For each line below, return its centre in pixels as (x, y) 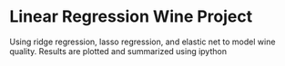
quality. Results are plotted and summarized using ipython (118, 51)
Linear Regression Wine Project (131, 17)
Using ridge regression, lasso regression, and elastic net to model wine (142, 42)
